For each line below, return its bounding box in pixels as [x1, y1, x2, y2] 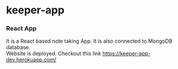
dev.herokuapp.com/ [6, 56, 57, 63]
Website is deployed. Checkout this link [6, 50, 102, 57]
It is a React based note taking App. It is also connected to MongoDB [6, 37, 173, 44]
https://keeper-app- [102, 50, 151, 57]
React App [6, 25, 37, 33]
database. [6, 44, 31, 51]
